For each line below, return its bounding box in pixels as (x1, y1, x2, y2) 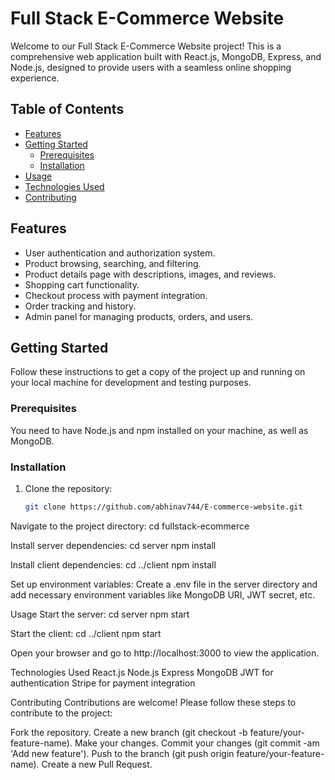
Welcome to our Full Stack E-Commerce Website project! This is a (10, 40, 282, 52)
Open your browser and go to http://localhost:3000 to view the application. (10, 647, 320, 659)
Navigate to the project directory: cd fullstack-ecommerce (10, 520, 250, 532)
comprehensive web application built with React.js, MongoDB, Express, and (10, 50, 322, 62)
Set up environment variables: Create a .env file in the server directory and (10, 578, 318, 590)
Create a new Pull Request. (41, 758, 153, 770)
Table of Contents (10, 101, 125, 118)
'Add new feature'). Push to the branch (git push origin (10, 747, 235, 759)
